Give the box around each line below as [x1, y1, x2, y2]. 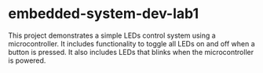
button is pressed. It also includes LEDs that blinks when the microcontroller [8, 47, 254, 57]
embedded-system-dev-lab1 [8, 5, 199, 23]
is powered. [8, 56, 46, 65]
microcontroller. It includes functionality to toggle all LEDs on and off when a [8, 38, 255, 48]
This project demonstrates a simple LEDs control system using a [8, 31, 216, 40]
